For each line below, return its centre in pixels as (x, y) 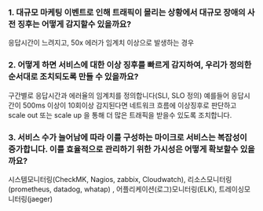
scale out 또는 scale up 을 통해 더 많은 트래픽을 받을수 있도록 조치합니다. (120, 115)
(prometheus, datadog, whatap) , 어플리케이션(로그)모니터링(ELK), (113, 189)
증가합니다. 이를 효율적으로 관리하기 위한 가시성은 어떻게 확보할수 (123, 149)
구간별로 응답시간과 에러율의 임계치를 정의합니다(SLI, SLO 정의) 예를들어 (119, 95)
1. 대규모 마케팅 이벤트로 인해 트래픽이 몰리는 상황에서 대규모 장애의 (127, 12)
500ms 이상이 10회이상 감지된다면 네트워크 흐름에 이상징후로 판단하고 (130, 105)
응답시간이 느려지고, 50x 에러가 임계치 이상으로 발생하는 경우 (101, 43)
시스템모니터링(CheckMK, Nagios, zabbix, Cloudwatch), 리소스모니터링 (120, 179)
